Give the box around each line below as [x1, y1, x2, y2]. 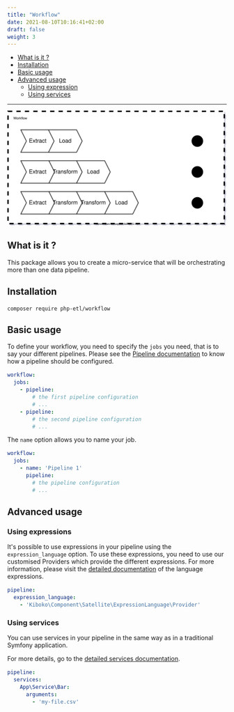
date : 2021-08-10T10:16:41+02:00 [7, 18, 104, 26]
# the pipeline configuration [32, 479, 120, 486]
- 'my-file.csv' [32, 698, 79, 705]
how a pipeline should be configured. [7, 357, 114, 366]
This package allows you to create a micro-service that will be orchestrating [7, 258, 226, 266]
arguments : [25, 690, 58, 698]
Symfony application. [7, 641, 68, 649]
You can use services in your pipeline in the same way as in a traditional [7, 634, 214, 642]
